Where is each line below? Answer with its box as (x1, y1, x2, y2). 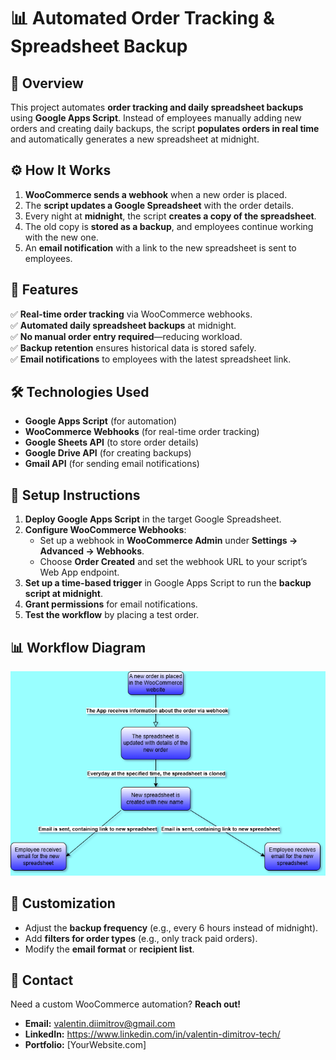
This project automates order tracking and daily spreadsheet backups (10, 101, 304, 113)
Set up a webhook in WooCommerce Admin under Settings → (39, 535, 298, 547)
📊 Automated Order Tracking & (10, 7, 275, 30)
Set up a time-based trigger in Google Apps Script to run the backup (24, 577, 312, 589)
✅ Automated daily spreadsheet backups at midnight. (10, 319, 237, 331)
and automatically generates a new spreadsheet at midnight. (10, 133, 260, 145)
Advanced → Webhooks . (39, 545, 145, 557)
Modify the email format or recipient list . (24, 943, 195, 955)
